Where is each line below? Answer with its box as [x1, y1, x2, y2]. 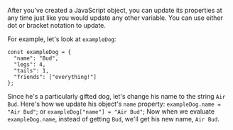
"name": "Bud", [13, 55, 59, 62]
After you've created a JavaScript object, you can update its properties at [7, 6, 222, 14]
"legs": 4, [13, 61, 46, 68]
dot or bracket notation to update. [7, 21, 107, 29]
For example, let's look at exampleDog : [7, 35, 116, 43]
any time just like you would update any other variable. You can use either [7, 13, 224, 22]
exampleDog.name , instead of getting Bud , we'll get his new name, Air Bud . [7, 115, 220, 123]
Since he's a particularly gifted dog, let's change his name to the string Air [7, 92, 226, 100]
